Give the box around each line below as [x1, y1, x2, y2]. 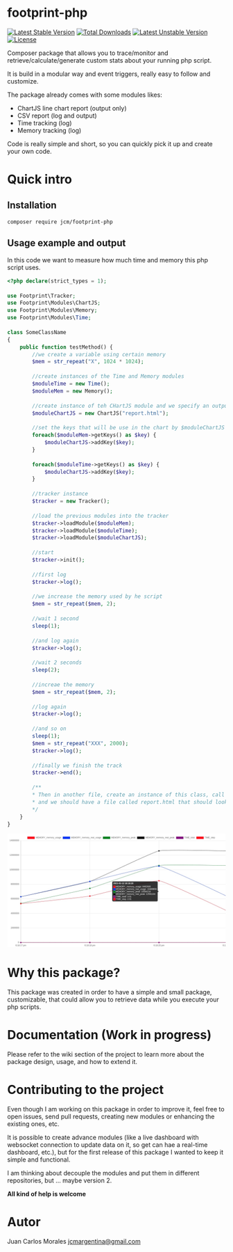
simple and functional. [7, 1155, 71, 1164]
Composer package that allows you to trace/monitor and [7, 49, 169, 57]
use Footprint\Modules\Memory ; [7, 307, 98, 314]
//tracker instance [32, 491, 89, 498]
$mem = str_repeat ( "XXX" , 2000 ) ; [32, 740, 129, 747]
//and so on [32, 725, 67, 732]
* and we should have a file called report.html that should [32, 798, 213, 805]
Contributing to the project [7, 1082, 164, 1098]
